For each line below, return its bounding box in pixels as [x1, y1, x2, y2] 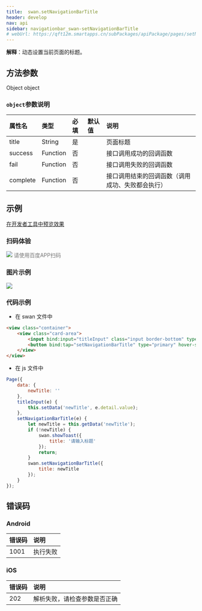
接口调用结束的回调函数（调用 [106, 172, 191, 181]
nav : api [6, 20, 28, 26]
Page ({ [6, 377, 23, 383]
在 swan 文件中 [14, 312, 53, 320]
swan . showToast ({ [38, 432, 82, 438]
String [41, 138, 59, 146]
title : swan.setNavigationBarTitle [6, 8, 98, 15]
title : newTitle [38, 466, 79, 473]
